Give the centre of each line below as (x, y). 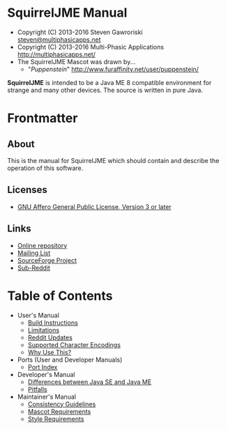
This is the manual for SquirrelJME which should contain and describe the (113, 160)
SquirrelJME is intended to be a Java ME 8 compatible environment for (110, 82)
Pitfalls (37, 389)
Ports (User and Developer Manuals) (70, 360)
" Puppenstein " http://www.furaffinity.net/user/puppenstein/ (113, 69)
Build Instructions (53, 323)
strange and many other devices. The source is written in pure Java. (105, 90)
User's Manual (38, 315)
